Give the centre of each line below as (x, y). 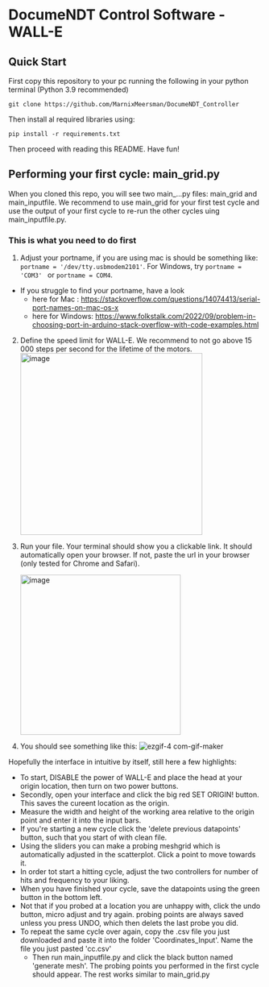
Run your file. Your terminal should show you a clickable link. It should (136, 546)
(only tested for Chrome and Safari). (80, 564)
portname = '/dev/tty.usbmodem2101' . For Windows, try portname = (130, 267)
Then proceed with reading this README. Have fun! (94, 149)
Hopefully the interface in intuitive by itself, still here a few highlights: (123, 762)
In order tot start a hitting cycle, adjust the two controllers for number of (139, 872)
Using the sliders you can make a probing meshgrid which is (120, 846)
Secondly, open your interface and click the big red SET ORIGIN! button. (139, 794)
